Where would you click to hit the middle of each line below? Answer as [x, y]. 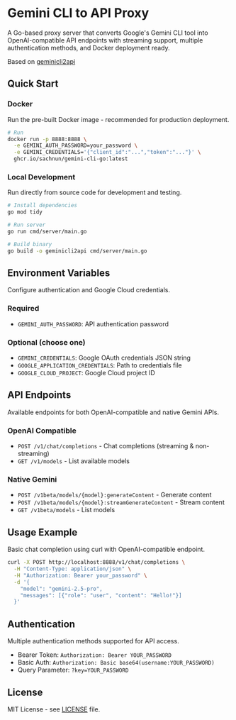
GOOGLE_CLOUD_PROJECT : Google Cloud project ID [86, 372]
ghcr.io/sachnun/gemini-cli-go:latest [71, 159]
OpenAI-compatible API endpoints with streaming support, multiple [105, 40]
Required [23, 309]
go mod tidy [25, 212]
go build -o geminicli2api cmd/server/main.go [77, 251]
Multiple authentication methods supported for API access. [93, 641]
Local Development [41, 177]
